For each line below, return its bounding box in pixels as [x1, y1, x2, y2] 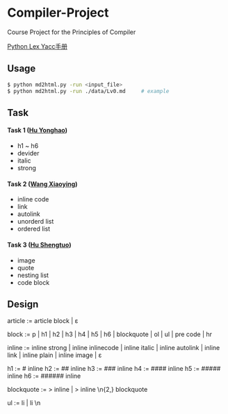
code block [17, 278, 50, 286]
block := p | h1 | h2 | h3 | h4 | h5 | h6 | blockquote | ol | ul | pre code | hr [7, 330, 213, 338]
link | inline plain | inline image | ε [7, 351, 102, 359]
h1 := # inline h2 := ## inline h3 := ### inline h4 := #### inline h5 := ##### [7, 365, 221, 373]
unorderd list [17, 217, 54, 226]
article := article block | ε [7, 317, 79, 325]
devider [17, 149, 40, 158]
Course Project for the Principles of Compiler [7, 28, 136, 36]
